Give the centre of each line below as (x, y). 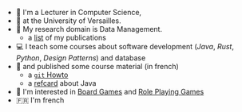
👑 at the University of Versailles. (68, 21)
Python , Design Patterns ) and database (81, 58)
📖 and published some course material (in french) (97, 66)
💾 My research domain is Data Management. (89, 29)
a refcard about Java (62, 83)
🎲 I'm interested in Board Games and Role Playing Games (110, 92)
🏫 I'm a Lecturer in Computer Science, (79, 12)
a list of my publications (67, 37)
